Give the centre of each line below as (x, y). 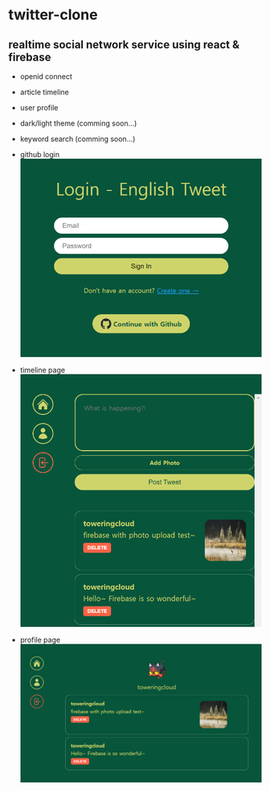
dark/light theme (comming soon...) (78, 123)
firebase (30, 57)
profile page (40, 640)
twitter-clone (53, 15)
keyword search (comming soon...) (78, 139)
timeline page (43, 370)
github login (40, 154)
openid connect (46, 77)
